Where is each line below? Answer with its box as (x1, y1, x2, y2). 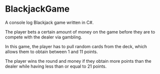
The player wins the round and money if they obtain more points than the (5, 58, 152, 64)
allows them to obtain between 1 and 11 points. (5, 49, 98, 55)
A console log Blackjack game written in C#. (5, 19, 94, 25)
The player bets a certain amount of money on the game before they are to (5, 29, 155, 35)
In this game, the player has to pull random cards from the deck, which (5, 43, 147, 49)
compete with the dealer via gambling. (5, 34, 82, 40)
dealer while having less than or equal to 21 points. (5, 63, 107, 69)
